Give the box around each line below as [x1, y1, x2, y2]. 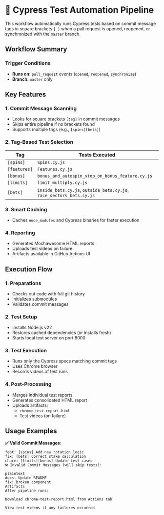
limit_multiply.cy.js [37, 179, 88, 185]
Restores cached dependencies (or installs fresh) [12, 330, 111, 336]
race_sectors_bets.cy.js [37, 193, 95, 198]
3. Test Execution [5, 347, 47, 354]
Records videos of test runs [12, 369, 68, 375]
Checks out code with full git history [12, 291, 85, 296]
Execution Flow [5, 265, 53, 273]
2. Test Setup [5, 313, 38, 320]
